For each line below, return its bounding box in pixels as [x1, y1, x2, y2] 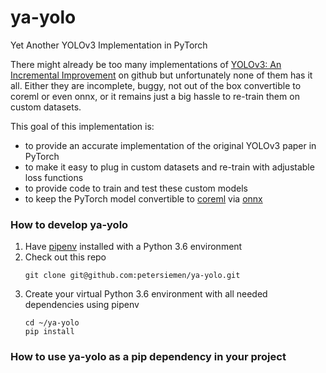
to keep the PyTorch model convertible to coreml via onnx [24, 192, 263, 205]
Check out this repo [24, 251, 107, 263]
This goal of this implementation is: [10, 120, 155, 132]
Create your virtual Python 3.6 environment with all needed [24, 288, 268, 300]
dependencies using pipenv [24, 299, 140, 311]
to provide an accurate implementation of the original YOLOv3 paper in [24, 139, 317, 151]
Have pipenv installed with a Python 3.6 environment [24, 241, 243, 253]
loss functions [24, 171, 84, 183]
